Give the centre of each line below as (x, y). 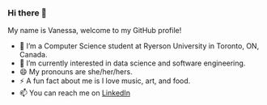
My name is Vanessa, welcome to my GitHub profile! (95, 31)
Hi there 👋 (28, 13)
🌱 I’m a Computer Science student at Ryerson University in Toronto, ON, (139, 46)
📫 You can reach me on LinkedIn (75, 93)
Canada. (33, 55)
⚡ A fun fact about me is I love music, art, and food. (105, 81)
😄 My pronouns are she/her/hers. (76, 72)
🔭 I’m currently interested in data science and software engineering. (132, 63)
